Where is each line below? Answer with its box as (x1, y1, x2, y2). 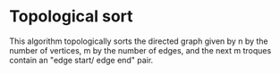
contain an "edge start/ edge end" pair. (9, 54, 154, 65)
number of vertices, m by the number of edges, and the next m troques (9, 45, 272, 55)
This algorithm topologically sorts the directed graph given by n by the (9, 36, 268, 46)
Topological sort (9, 6, 133, 27)
